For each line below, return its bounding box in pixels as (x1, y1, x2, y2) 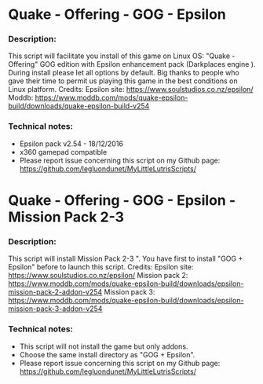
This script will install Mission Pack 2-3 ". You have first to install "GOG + (8, 254, 243, 264)
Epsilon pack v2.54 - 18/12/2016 (19, 139, 124, 148)
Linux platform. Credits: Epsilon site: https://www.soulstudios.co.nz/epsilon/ (8, 85, 254, 94)
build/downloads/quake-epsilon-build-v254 (8, 101, 150, 111)
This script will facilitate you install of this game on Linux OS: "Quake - (8, 51, 236, 60)
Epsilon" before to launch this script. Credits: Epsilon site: (8, 262, 194, 272)
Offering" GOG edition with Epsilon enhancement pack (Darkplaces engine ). (8, 60, 256, 69)
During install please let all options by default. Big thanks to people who (8, 68, 239, 78)
